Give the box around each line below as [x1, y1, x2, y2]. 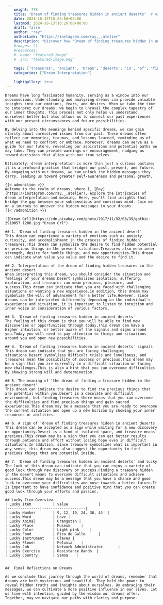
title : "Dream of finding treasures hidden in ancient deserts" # [14, 12, 153, 17]
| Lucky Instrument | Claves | [5, 536, 75, 541]
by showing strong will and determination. [5, 369, 95, 375]
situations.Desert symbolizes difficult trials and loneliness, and [5, 352, 147, 358]
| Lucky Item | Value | [5, 502, 101, 507]
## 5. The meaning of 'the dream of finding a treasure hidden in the [5, 378, 151, 383]
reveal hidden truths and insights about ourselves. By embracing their [5, 583, 155, 587]
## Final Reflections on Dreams [5, 566, 73, 570]
